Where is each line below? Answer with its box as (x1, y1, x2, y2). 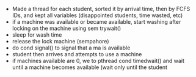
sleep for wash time (12, 31, 62, 38)
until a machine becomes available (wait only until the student (12, 64, 168, 71)
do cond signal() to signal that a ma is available (12, 44, 131, 51)
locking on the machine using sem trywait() (12, 24, 122, 32)
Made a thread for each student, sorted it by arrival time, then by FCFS (12, 5, 191, 12)
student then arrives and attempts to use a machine (12, 51, 142, 57)
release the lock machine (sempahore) (12, 38, 109, 45)
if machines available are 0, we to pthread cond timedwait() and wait (12, 57, 185, 64)
